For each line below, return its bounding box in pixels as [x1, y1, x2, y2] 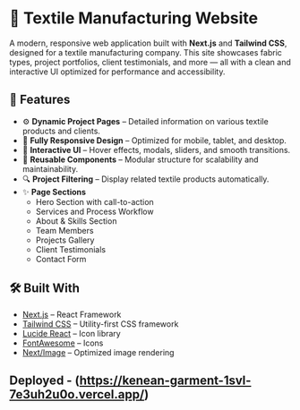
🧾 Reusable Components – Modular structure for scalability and [21, 154, 259, 165]
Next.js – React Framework [21, 309, 122, 320]
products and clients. [21, 125, 101, 136]
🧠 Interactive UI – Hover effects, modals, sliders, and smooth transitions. [21, 144, 291, 155]
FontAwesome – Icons [21, 337, 104, 348]
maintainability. [21, 163, 79, 174]
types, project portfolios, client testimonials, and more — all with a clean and [9, 56, 291, 67]
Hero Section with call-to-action [35, 196, 154, 207]
